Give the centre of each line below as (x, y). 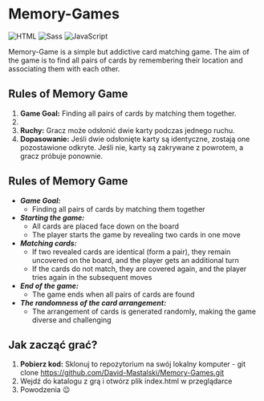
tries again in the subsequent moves (92, 277)
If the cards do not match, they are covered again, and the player (139, 269)
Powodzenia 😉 (45, 390)
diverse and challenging (71, 320)
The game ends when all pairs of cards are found (113, 294)
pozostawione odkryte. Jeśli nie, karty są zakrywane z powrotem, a (132, 147)
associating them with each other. (64, 68)
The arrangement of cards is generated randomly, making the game (144, 311)
